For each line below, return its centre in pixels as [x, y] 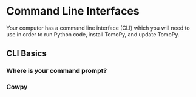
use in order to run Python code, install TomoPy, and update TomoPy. [93, 34]
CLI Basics [26, 54]
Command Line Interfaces [73, 11]
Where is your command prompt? [57, 71]
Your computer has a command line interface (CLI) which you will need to [98, 28]
